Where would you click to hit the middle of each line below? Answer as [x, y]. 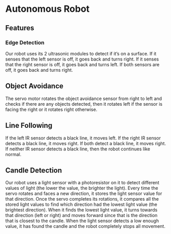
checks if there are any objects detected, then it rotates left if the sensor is [84, 104]
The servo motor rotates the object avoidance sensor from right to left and [84, 99]
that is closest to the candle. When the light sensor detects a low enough [82, 221]
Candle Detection [34, 170]
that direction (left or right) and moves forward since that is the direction [81, 216]
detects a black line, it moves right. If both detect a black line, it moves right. [86, 143]
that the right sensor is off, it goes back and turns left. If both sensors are [82, 64]
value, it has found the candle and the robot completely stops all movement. [85, 226]
